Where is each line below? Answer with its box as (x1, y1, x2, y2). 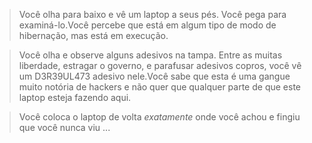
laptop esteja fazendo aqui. (18, 92, 132, 103)
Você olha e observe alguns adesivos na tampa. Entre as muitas (18, 49, 283, 61)
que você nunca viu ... (18, 122, 111, 133)
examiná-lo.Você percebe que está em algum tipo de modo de (18, 19, 277, 31)
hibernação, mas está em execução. (18, 30, 169, 41)
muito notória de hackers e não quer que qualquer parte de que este (18, 81, 301, 93)
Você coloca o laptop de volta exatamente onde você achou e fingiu (18, 111, 301, 123)
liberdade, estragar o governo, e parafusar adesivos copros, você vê (18, 60, 302, 71)
